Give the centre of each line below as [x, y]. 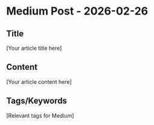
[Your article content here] [39, 82]
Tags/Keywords [37, 101]
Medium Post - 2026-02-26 [77, 11]
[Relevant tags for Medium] [40, 115]
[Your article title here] [34, 48]
